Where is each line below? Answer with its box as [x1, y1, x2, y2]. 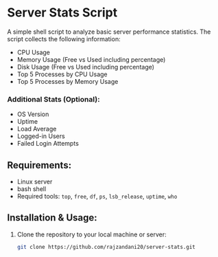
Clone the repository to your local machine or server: [16, 230, 167, 238]
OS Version [16, 110, 49, 118]
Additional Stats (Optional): [7, 94, 101, 104]
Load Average [16, 125, 57, 133]
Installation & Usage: [7, 212, 97, 224]
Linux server [16, 177, 53, 186]
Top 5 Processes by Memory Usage [16, 77, 119, 85]
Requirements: [7, 159, 72, 171]
